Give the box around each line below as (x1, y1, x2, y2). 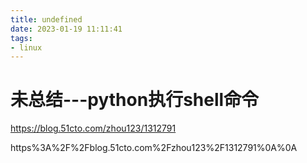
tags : (10, 33, 33, 43)
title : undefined (10, 14, 83, 25)
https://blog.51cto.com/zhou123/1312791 (10, 122, 177, 135)
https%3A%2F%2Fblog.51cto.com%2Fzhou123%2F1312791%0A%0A (10, 142, 298, 154)
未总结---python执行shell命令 (10, 89, 260, 111)
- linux (10, 42, 43, 53)
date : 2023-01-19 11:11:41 (10, 24, 123, 34)
